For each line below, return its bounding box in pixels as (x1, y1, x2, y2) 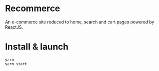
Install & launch (5, 41, 69, 53)
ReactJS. (5, 24, 23, 30)
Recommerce (5, 3, 60, 14)
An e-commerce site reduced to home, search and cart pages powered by (5, 19, 155, 25)
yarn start (5, 61, 27, 66)
